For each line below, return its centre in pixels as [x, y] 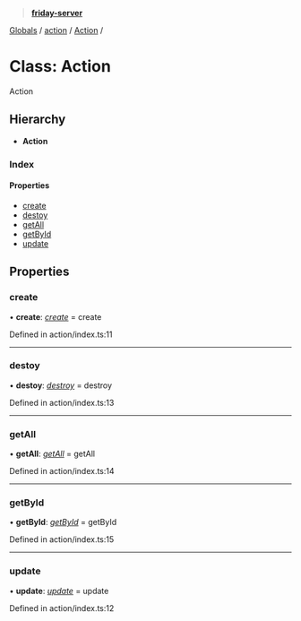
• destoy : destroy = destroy [61, 385]
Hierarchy [38, 120]
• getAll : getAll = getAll [52, 454]
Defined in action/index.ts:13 [62, 402]
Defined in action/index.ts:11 [61, 334]
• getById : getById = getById [63, 522]
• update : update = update [59, 591]
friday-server [57, 13]
